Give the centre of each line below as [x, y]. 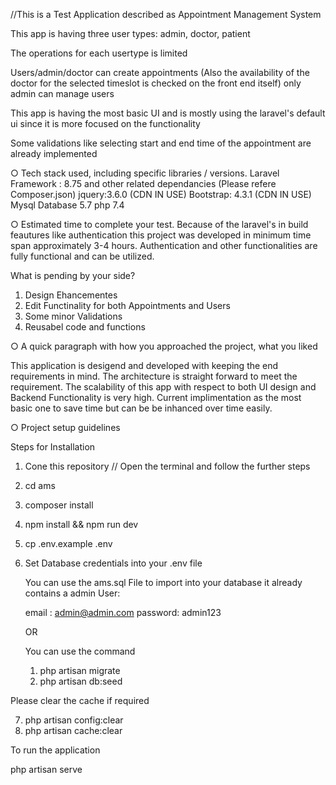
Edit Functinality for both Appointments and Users [127, 305]
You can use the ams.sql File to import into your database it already [163, 582]
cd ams [40, 485]
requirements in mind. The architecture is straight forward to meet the [154, 376]
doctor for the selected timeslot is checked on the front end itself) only [156, 83]
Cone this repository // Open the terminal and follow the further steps [167, 466]
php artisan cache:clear [73, 730]
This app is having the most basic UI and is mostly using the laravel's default [168, 113]
